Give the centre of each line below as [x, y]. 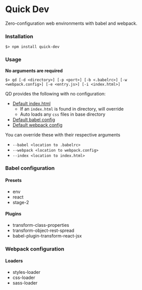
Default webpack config [38, 125]
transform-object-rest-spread [43, 230]
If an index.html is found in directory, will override [72, 109]
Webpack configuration [35, 249]
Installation [19, 36]
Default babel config [34, 119]
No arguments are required [34, 70]
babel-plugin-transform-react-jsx [47, 235]
